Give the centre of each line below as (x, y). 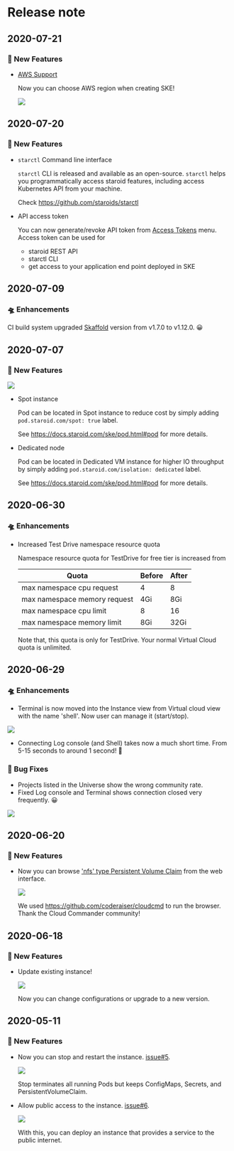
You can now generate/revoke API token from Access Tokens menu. (117, 230)
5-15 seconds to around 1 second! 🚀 (70, 750)
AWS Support (38, 74)
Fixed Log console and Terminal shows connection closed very (110, 792)
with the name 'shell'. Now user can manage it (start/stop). (103, 716)
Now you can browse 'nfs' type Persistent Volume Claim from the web (120, 871)
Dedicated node (41, 447)
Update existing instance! (55, 971)
